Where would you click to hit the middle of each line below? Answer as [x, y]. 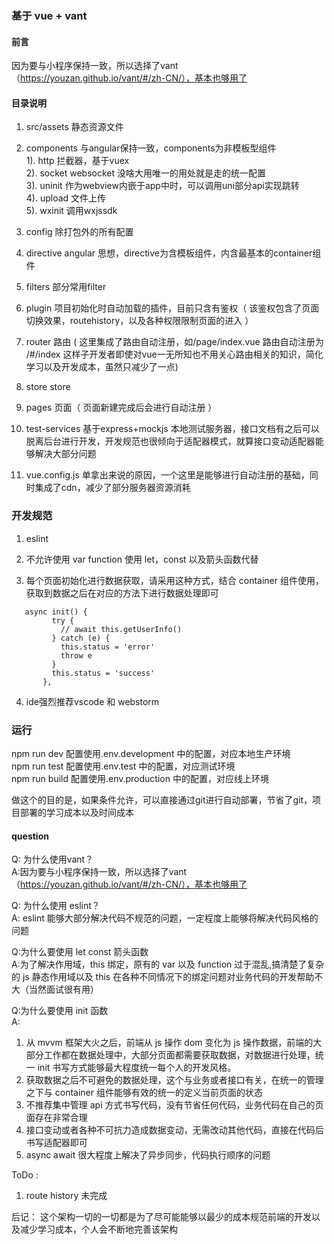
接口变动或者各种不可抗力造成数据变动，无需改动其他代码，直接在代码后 [174, 1130]
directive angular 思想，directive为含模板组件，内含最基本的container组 [173, 253]
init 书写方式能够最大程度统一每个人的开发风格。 [137, 1068]
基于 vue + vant [49, 15]
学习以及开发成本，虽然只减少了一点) [102, 367]
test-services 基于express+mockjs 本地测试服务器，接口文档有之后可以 [172, 429]
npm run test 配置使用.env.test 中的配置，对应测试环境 [123, 766]
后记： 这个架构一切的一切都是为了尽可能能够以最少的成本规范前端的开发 [161, 1217]
